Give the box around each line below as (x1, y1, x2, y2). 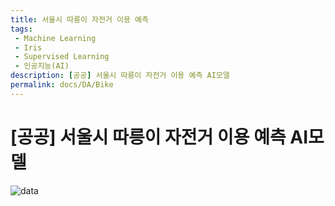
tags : (10, 24, 33, 34)
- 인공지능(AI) (14, 61, 70, 71)
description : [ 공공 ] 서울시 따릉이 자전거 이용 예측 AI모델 (10, 71, 230, 81)
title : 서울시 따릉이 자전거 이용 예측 (10, 14, 149, 25)
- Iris (14, 42, 43, 53)
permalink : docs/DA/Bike (10, 80, 114, 90)
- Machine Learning (14, 33, 97, 43)
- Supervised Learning (14, 52, 110, 62)
